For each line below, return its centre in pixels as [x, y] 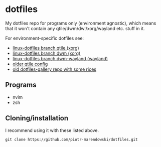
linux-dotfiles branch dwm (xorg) [46, 53]
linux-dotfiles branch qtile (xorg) [46, 48]
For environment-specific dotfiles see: [45, 38]
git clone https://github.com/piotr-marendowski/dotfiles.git [71, 139]
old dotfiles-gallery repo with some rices [54, 69]
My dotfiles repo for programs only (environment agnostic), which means [81, 23]
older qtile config [30, 64]
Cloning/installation [37, 118]
